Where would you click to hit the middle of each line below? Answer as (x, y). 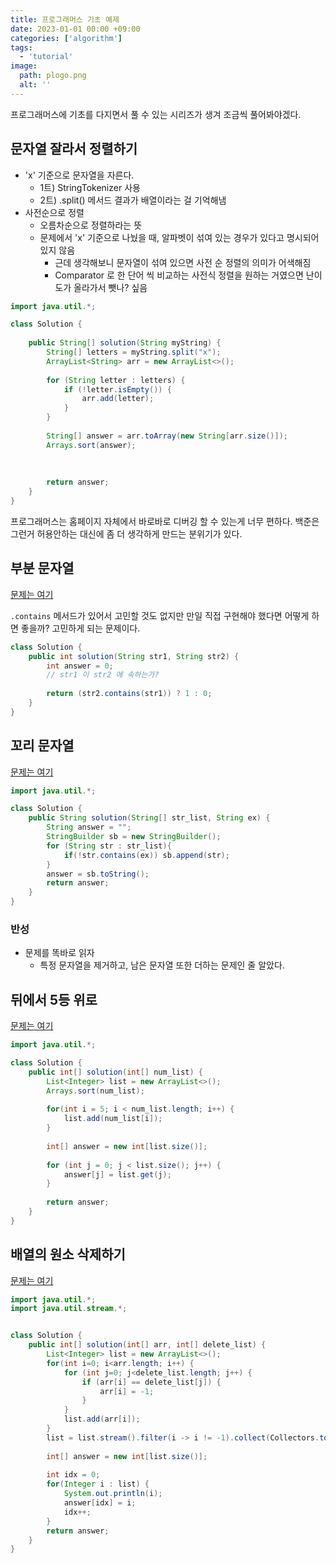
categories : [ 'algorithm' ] (66, 38)
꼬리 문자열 (42, 746)
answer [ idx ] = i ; (100, 1503)
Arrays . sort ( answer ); (91, 445)
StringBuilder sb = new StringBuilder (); (134, 837)
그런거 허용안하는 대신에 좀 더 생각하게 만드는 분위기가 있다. (126, 533)
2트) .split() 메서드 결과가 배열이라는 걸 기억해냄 (133, 200)
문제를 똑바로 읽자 (59, 953)
